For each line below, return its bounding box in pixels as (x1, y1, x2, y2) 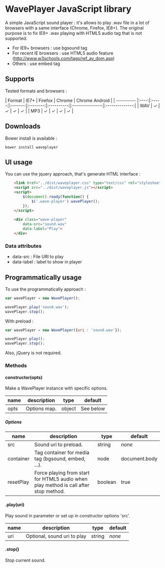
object (61, 405, 76, 412)
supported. (5, 35, 27, 41)
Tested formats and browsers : (5, 88, 67, 94)
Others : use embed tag (12, 60, 60, 66)
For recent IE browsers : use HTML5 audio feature (12, 50, 114, 56)
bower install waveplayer (5, 145, 58, 149)
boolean (97, 478, 116, 485)
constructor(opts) (5, 374, 43, 380)
